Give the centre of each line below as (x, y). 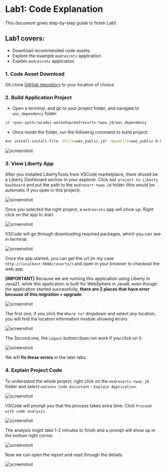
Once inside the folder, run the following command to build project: (80, 132)
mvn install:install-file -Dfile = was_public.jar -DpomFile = (68, 141)
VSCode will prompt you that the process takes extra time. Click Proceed (79, 405)
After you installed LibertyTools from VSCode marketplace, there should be (82, 174)
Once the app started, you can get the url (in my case (60, 259)
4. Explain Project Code (34, 370)
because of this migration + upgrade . (44, 294)
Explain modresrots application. (44, 61)
